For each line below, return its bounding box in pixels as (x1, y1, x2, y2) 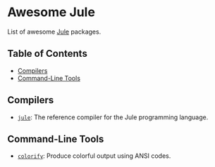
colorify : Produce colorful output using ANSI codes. (17, 152, 171, 160)
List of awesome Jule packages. (7, 27, 102, 36)
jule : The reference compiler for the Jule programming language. (17, 113, 209, 121)
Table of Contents (7, 48, 88, 60)
